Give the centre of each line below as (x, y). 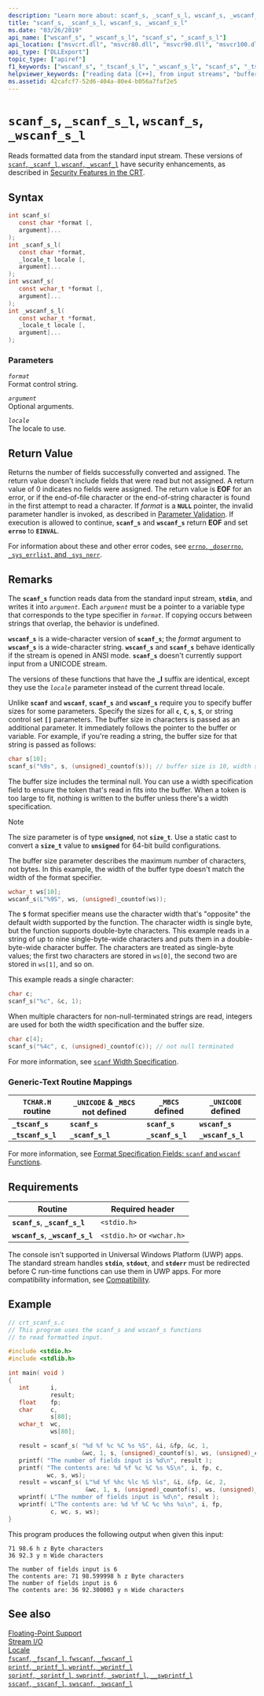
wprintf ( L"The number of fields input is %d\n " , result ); (119, 1497)
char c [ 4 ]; (26, 1039)
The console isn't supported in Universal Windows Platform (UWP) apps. (126, 1255)
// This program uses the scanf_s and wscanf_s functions (105, 1330)
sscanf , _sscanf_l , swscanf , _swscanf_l (71, 1683)
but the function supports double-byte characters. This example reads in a (129, 931)
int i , (38, 1387)
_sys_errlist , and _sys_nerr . (55, 555)
